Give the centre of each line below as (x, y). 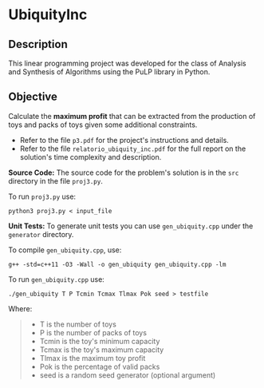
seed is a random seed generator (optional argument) (128, 375)
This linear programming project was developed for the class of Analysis (127, 63)
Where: (20, 308)
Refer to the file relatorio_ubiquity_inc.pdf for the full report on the (133, 148)
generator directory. (41, 234)
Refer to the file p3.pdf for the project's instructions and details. (124, 140)
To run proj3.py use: (42, 196)
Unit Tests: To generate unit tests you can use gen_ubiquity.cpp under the (131, 226)
